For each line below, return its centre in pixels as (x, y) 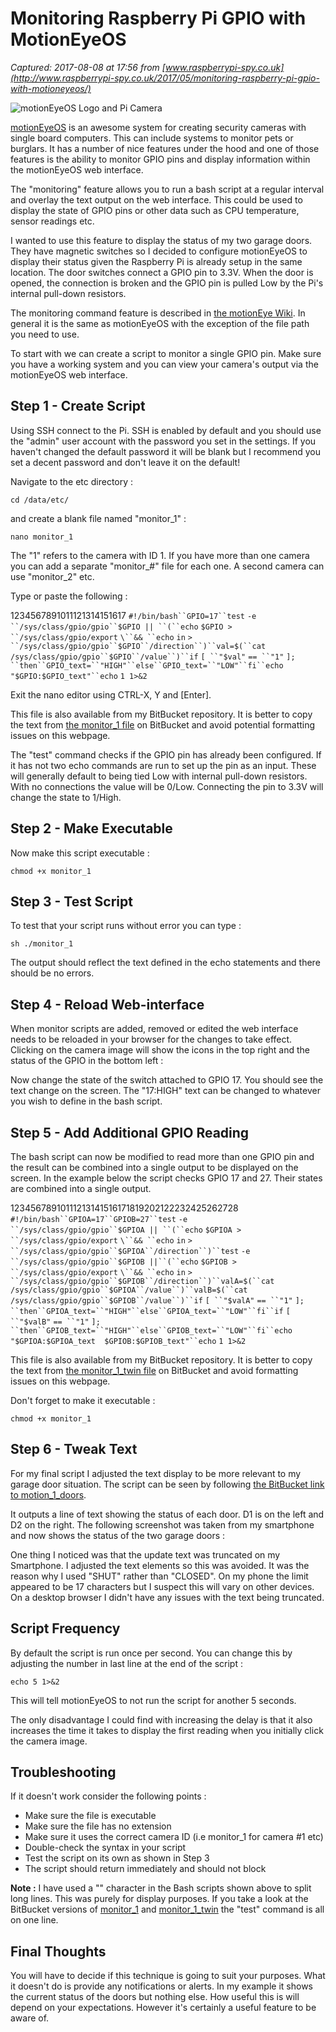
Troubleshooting (63, 1772)
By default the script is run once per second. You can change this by (151, 1653)
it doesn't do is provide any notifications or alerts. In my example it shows (161, 1986)
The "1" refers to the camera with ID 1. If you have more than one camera (160, 555)
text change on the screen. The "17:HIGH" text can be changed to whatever (165, 1091)
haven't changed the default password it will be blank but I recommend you (166, 451)
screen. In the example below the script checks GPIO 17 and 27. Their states (166, 1178)
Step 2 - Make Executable (91, 828)
